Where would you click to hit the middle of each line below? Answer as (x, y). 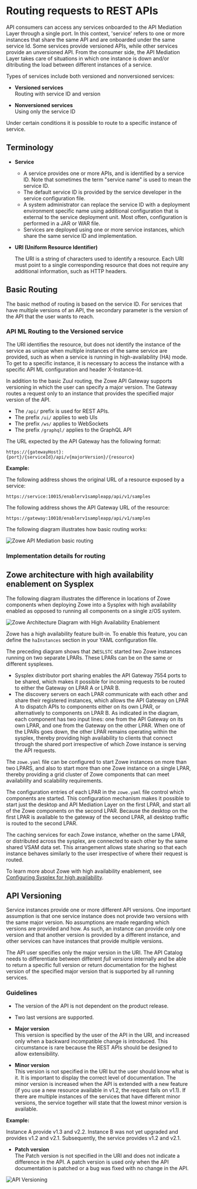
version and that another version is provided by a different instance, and (93, 935)
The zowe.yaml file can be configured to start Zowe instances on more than (96, 761)
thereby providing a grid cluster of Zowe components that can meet (88, 774)
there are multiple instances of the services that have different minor (97, 1096)
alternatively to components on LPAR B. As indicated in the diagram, (97, 713)
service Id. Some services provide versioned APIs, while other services (92, 46)
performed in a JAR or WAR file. (62, 223)
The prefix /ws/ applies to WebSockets (61, 423)
